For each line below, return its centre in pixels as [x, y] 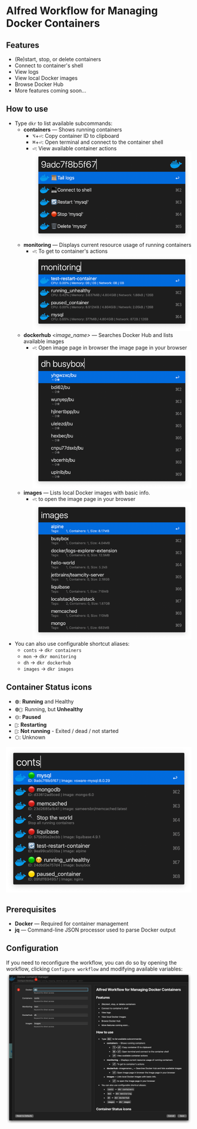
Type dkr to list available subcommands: [64, 123]
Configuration [32, 948]
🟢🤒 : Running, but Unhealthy [49, 709]
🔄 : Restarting [31, 724]
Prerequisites [31, 910]
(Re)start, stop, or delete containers [58, 59]
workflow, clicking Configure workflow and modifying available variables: [94, 969]
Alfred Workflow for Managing [82, 11]
